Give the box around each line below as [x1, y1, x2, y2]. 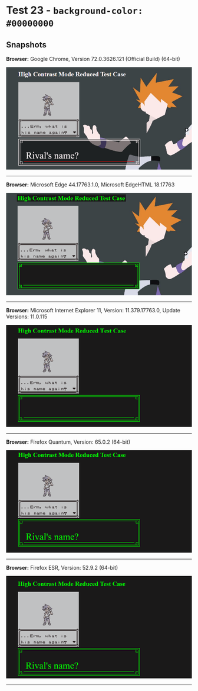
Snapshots [6, 40, 47, 50]
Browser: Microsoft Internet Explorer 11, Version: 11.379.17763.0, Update [6, 306, 181, 314]
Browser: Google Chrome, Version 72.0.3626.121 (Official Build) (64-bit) [6, 56, 181, 62]
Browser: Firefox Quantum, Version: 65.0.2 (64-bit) [6, 438, 131, 445]
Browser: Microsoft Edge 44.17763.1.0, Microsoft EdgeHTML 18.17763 [6, 181, 175, 188]
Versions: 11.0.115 [6, 313, 48, 320]
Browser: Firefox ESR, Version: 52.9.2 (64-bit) [6, 564, 118, 571]
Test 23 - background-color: [6, 4, 143, 17]
